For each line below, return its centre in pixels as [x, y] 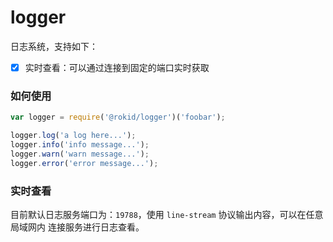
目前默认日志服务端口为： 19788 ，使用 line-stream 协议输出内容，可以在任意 [167, 214]
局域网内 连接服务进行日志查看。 [77, 227]
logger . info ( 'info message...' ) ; [80, 145]
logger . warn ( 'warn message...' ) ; [80, 154]
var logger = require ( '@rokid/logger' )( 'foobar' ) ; [118, 117]
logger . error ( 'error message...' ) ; [84, 163]
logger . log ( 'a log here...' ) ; [73, 136]
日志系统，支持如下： [54, 46]
